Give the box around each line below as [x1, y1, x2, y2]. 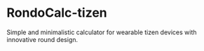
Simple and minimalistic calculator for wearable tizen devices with [6, 28, 197, 36]
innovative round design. [6, 35, 79, 43]
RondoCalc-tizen [6, 5, 108, 21]
